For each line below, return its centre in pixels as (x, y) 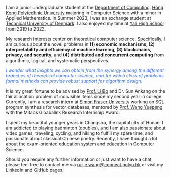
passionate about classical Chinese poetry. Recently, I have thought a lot (82, 139)
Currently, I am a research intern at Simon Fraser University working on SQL (85, 102)
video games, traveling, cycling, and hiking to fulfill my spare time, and (79, 133)
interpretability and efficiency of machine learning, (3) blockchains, (79, 50)
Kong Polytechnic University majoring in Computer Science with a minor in (84, 13)
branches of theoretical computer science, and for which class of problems (85, 76)
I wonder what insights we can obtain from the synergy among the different (85, 70)
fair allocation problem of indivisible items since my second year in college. (84, 96)
